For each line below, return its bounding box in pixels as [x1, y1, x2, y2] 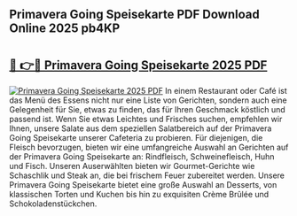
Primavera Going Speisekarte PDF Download [9, 7, 260, 22]
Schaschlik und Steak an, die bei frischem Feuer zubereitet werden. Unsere [9, 170, 285, 181]
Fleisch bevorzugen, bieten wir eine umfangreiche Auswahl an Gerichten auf [9, 142, 289, 152]
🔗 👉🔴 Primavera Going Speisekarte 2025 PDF [9, 58, 268, 73]
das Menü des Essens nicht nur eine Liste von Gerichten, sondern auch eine [9, 95, 288, 105]
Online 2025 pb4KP [9, 21, 121, 36]
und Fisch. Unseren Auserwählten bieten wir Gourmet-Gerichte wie [9, 161, 255, 171]
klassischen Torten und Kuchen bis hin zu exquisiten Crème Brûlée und [9, 189, 270, 199]
